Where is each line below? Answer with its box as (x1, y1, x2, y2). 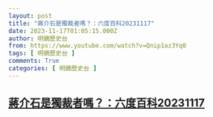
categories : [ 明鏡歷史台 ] (8, 65, 97, 73)
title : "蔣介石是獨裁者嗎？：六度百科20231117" (8, 19, 155, 27)
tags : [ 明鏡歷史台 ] (8, 49, 75, 57)
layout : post (8, 11, 53, 20)
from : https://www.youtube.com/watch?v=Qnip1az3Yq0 (8, 42, 186, 50)
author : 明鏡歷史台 (8, 34, 68, 43)
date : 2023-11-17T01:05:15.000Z (8, 27, 117, 35)
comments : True (8, 57, 60, 65)
